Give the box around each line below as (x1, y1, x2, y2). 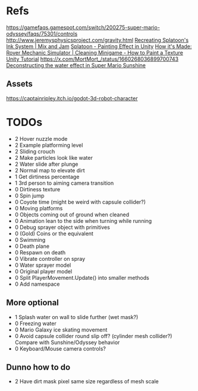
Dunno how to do (6, 362, 71, 372)
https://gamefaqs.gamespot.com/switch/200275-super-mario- (6, 24, 161, 31)
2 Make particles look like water (14, 154, 93, 161)
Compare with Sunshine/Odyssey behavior (14, 339, 120, 346)
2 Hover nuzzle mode (14, 135, 68, 142)
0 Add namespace (14, 280, 60, 288)
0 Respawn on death (14, 248, 66, 256)
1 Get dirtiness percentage (14, 173, 80, 180)
